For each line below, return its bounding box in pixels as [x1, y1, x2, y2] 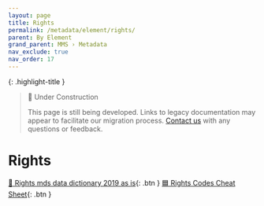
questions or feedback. [27, 123, 103, 134]
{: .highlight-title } [8, 76, 65, 86]
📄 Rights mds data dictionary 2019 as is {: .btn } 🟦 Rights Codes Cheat [8, 178, 236, 187]
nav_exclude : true [8, 48, 69, 56]
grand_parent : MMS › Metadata [8, 41, 108, 49]
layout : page [8, 11, 51, 20]
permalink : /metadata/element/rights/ [8, 26, 136, 34]
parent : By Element [8, 33, 73, 42]
